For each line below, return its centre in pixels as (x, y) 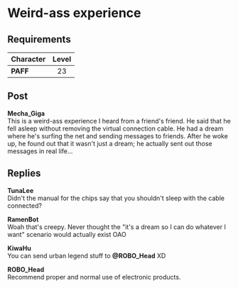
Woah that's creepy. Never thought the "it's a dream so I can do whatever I (117, 227)
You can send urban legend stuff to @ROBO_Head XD (87, 255)
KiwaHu (20, 248)
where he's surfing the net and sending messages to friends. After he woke (118, 135)
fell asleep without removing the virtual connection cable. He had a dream (115, 128)
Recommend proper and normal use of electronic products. (94, 277)
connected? (25, 205)
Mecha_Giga (26, 113)
